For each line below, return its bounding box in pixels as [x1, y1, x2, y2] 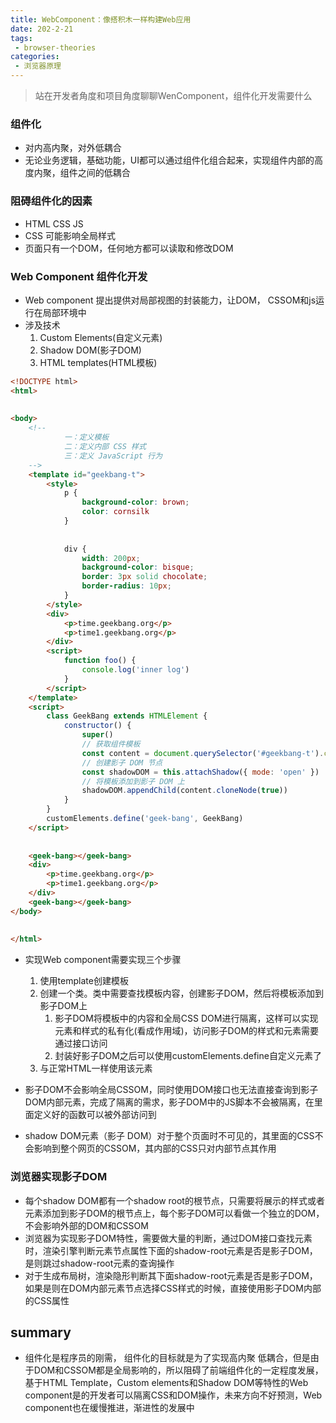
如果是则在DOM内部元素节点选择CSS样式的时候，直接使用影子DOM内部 [24, 1282, 322, 1294]
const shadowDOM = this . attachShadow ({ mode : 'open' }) [81, 767, 320, 777]
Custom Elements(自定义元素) [39, 331, 163, 343]
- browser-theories [14, 42, 97, 53]
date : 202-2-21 [10, 24, 74, 34]
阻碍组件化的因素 [10, 194, 93, 208]
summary [10, 1324, 72, 1341]
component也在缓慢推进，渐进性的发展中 [24, 1402, 195, 1414]
